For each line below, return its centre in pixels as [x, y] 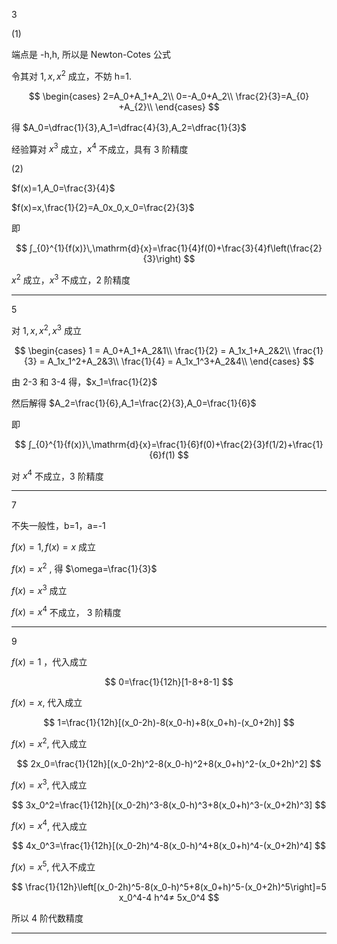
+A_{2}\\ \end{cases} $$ [169, 106]
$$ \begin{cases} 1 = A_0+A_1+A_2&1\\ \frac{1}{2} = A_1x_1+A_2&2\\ [152, 350]
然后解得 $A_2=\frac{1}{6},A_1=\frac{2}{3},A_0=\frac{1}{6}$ [134, 403]
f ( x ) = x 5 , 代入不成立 [53, 866]
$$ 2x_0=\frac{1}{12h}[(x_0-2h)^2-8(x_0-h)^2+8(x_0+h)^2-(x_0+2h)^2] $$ [169, 763]
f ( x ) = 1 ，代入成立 [49, 662]
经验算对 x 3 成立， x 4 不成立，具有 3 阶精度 [100, 148]
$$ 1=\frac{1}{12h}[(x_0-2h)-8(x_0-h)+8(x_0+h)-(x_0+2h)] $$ [169, 723]
